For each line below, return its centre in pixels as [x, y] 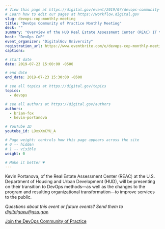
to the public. [18, 197]
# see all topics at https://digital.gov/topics [56, 86]
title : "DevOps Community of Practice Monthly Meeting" [63, 23]
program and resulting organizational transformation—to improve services [80, 192]
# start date [18, 59]
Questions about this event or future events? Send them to [64, 206]
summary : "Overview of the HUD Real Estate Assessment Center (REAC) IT [81, 32]
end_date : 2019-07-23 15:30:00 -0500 [44, 77]
